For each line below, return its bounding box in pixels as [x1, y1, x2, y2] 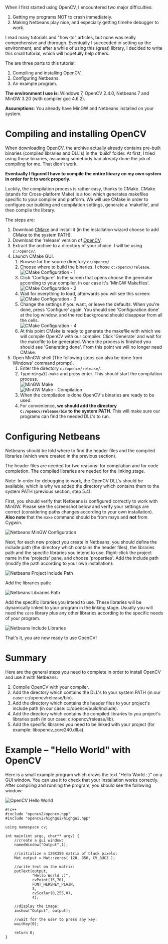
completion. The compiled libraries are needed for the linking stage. [5, 468, 145, 474]
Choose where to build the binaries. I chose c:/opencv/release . [20, 264, 151, 270]
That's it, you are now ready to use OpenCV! [5, 635, 97, 641]
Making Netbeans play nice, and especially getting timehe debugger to [12, 20, 159, 25]
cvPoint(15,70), [32, 877, 66, 882]
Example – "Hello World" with [5, 745, 131, 756]
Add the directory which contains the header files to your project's [12, 700, 150, 706]
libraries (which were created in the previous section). [5, 453, 117, 459]
